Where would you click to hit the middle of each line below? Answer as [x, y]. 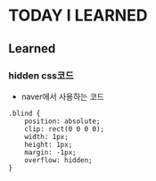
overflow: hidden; [58, 160]
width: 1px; [46, 136]
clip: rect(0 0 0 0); [64, 129]
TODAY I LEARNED [78, 16]
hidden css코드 [41, 75]
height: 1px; [49, 144]
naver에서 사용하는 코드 [62, 96]
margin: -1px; [50, 152]
